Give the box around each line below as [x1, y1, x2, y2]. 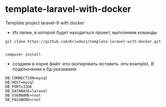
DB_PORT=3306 [5, 84, 32, 89]
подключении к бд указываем [12, 66, 77, 72]
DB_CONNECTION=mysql [5, 75, 48, 80]
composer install [5, 52, 41, 57]
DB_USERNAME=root [5, 93, 41, 98]
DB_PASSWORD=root [5, 97, 41, 102]
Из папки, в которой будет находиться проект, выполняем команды [12, 29, 158, 35]
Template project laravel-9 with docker [5, 20, 84, 26]
